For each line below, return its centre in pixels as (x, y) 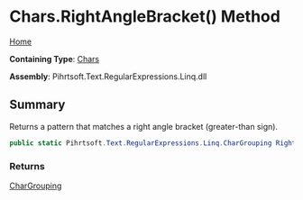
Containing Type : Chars (55, 59)
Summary (37, 105)
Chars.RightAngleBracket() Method (145, 17)
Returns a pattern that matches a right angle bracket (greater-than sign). (143, 126)
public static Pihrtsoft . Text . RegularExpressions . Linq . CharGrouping (141, 143)
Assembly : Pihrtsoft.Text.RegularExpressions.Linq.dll (108, 76)
